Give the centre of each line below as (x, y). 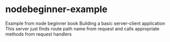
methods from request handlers (39, 34)
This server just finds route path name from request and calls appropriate (82, 28)
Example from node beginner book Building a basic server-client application (85, 23)
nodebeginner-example (56, 9)
